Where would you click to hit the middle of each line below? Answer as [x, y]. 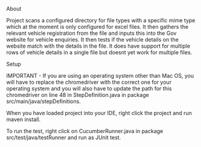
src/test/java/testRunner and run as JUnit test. [64, 137]
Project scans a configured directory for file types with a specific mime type [101, 20]
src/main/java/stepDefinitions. [44, 101]
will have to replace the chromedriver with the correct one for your [89, 82]
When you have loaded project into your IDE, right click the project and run [99, 113]
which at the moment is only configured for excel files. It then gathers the [97, 27]
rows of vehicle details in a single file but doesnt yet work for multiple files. [99, 52]
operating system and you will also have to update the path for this [89, 89]
